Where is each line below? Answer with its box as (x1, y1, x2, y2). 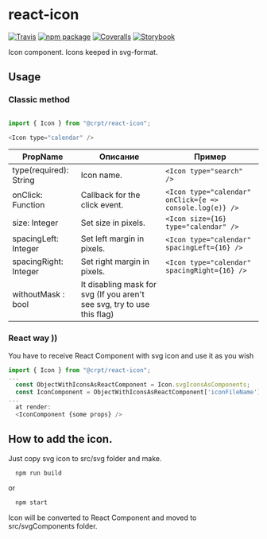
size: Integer (12, 217, 59, 228)
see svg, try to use (80, 299, 150, 310)
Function (12, 200, 45, 211)
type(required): (12, 165, 69, 176)
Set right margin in (80, 256, 149, 267)
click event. (80, 200, 124, 211)
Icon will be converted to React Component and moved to (8, 513, 197, 522)
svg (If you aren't (80, 289, 145, 300)
